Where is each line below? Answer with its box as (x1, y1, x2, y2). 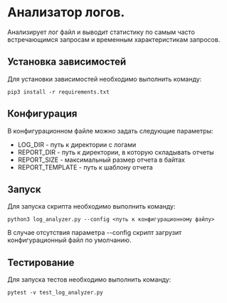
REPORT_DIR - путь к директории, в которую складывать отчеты (17, 148, 215, 156)
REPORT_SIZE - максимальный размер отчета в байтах (17, 155, 186, 164)
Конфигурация (7, 108, 78, 120)
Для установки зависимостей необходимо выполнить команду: (7, 75, 202, 83)
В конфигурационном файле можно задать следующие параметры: (7, 126, 213, 135)
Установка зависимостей (7, 56, 127, 68)
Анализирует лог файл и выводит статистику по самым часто (7, 28, 196, 36)
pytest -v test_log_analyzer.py (7, 289, 103, 297)
